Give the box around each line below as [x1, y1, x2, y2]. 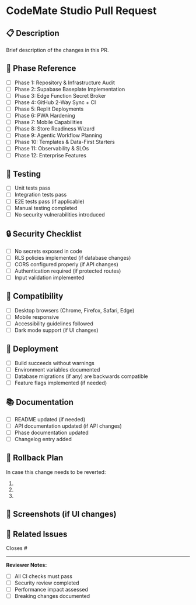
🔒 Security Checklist [6, 229, 82, 239]
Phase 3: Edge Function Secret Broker [14, 92, 106, 99]
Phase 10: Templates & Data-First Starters [14, 139, 115, 146]
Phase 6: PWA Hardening [14, 112, 76, 119]
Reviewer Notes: [6, 562, 47, 569]
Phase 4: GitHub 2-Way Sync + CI [14, 99, 96, 106]
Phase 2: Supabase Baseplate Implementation [14, 85, 125, 92]
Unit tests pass [14, 184, 51, 191]
